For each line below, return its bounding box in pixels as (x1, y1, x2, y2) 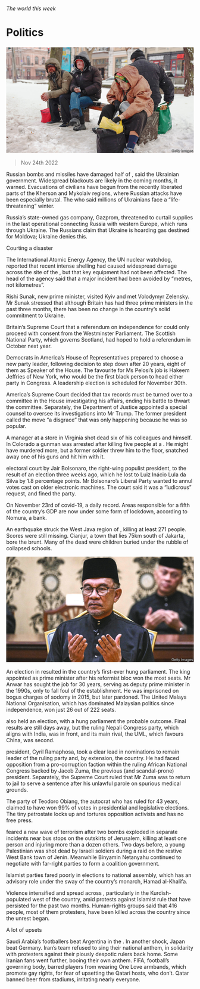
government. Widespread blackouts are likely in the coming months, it (6, 176, 177, 184)
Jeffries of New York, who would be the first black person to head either (6, 373, 183, 380)
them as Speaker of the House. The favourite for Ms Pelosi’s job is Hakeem (6, 367, 190, 374)
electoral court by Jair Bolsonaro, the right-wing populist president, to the (6, 464, 186, 472)
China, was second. (6, 737, 55, 744)
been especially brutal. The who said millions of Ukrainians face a (6, 196, 167, 203)
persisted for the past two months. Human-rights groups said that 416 (6, 902, 177, 909)
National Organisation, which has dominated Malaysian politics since (6, 700, 174, 707)
